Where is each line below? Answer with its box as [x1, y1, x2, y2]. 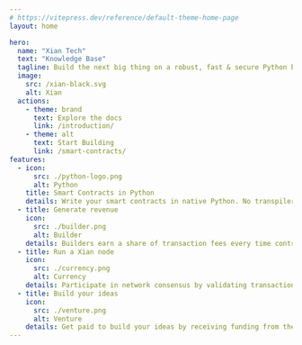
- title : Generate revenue [17, 205, 119, 214]
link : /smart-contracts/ [32, 147, 127, 156]
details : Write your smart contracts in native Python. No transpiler [25, 197, 296, 206]
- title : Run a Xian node [17, 247, 115, 257]
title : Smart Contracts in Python [25, 188, 155, 198]
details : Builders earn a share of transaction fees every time [25, 239, 271, 248]
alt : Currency [32, 272, 87, 282]
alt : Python [32, 180, 78, 189]
